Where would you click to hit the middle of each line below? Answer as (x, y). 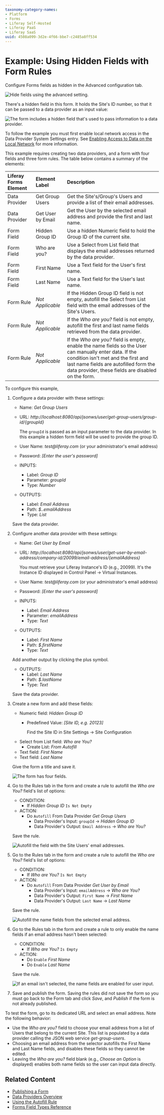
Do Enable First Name (49, 959)
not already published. (35, 1003)
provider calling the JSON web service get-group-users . (69, 1038)
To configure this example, (32, 388)
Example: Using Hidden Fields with (77, 61)
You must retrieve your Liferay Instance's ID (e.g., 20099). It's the (85, 567)
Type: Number (41, 485)
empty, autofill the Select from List (106, 299)
